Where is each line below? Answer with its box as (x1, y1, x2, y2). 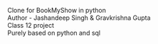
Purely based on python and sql (7, 28, 101, 37)
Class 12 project (7, 21, 55, 29)
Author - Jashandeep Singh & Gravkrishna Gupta (7, 13, 151, 22)
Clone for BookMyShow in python (7, 6, 107, 14)
